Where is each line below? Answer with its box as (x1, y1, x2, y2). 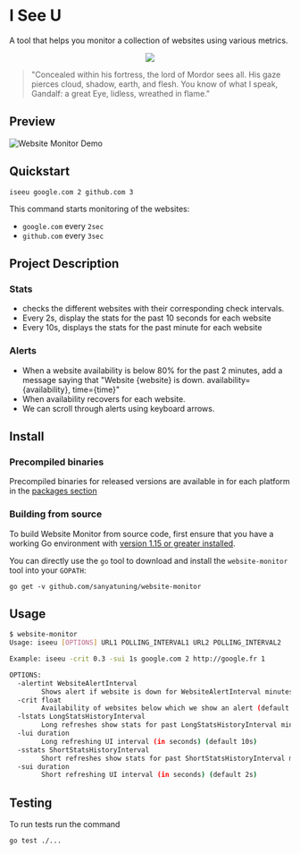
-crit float (17, 696, 62, 705)
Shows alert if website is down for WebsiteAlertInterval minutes (41, 687, 294, 696)
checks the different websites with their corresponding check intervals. (21, 303, 285, 314)
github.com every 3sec (21, 230, 104, 241)
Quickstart (9, 164, 71, 179)
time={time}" (72, 384, 121, 395)
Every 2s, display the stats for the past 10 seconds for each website (21, 312, 272, 323)
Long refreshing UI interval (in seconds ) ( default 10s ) (41, 737, 257, 746)
